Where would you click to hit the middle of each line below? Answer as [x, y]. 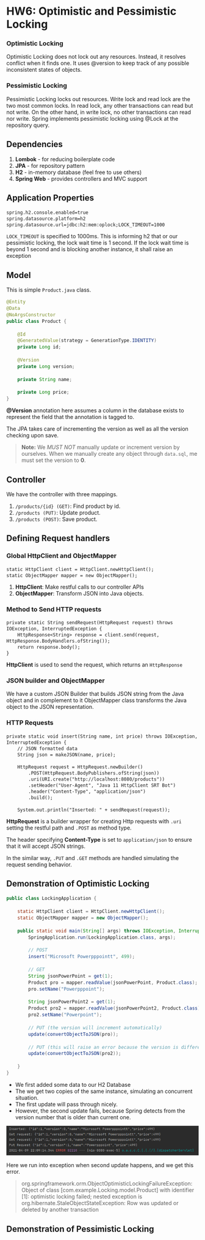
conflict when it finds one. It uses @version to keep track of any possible [98, 63]
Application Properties [50, 198]
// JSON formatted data [48, 749]
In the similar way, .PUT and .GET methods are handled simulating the [92, 858]
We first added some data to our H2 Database [73, 1084]
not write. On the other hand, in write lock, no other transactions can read [99, 112]
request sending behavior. [39, 864]
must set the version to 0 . [53, 460]
